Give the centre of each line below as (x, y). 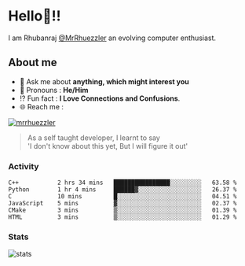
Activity (24, 166)
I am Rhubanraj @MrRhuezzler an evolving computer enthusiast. (112, 38)
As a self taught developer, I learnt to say (94, 138)
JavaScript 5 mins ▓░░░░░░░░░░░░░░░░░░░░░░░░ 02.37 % (122, 204)
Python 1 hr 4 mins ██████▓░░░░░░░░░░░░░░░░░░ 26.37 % (122, 190)
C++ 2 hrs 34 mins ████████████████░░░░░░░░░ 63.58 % (122, 183)
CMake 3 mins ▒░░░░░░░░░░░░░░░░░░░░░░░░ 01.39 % (122, 211)
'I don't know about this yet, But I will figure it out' (108, 146)
